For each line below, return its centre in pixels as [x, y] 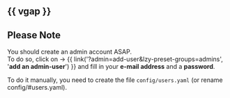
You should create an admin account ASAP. [70, 52]
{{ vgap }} [29, 11]
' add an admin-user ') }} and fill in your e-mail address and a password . [111, 67]
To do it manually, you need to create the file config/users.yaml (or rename [115, 80]
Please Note [34, 35]
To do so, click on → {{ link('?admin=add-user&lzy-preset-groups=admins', [115, 59]
